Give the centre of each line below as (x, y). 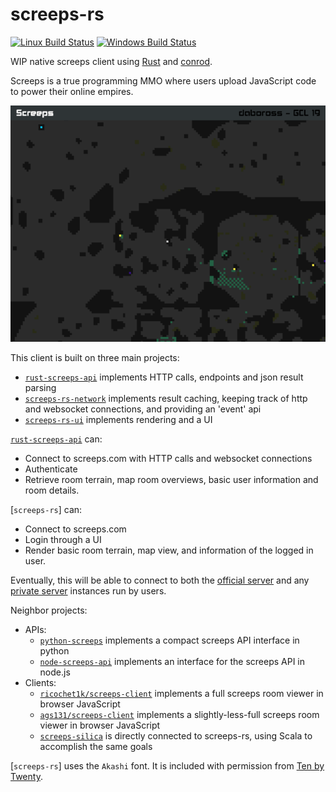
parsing (40, 387)
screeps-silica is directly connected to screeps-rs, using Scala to (176, 735)
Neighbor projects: (49, 610)
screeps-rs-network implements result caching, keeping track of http (166, 398)
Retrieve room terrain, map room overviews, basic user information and (171, 479)
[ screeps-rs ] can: (46, 509)
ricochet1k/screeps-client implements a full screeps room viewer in (181, 693)
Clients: (40, 682)
